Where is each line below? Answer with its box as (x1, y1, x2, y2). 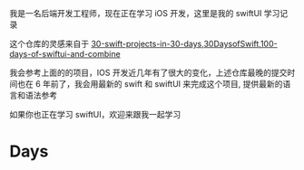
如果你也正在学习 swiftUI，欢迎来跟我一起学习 (9, 109, 181, 119)
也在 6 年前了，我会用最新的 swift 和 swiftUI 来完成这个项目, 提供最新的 (16, 79, 283, 89)
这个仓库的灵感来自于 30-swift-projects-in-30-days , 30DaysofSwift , (9, 39, 261, 49)
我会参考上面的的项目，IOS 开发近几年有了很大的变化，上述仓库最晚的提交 (9, 67, 288, 78)
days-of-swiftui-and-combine (9, 49, 121, 59)
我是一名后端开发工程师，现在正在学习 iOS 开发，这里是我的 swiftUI (9, 8, 262, 18)
